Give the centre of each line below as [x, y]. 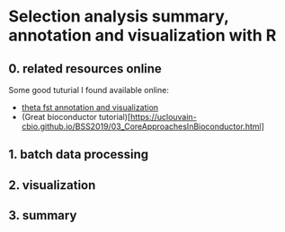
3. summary [43, 215]
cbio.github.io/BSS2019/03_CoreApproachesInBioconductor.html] [142, 126]
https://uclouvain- [163, 117]
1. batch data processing [79, 155]
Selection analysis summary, [119, 17]
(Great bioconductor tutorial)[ [76, 117]
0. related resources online [85, 69]
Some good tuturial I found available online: [89, 90]
